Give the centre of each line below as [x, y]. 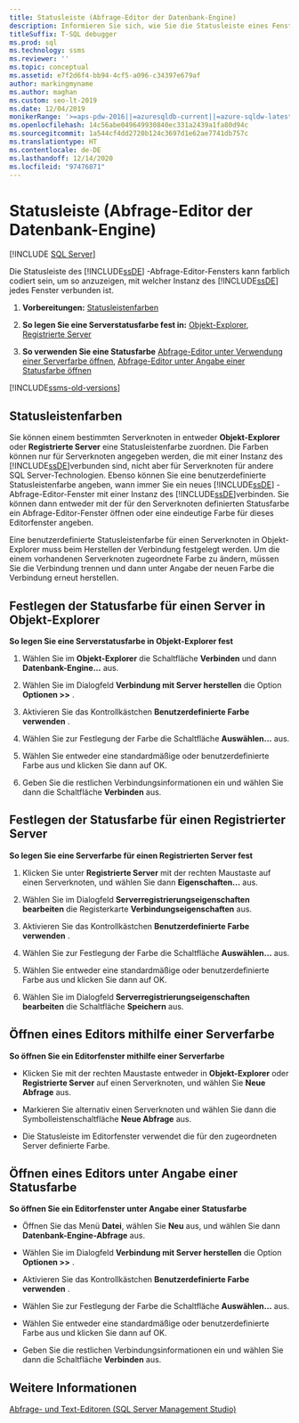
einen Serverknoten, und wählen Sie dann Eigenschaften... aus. [140, 882]
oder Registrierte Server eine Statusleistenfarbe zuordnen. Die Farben [139, 447]
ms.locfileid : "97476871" [57, 167]
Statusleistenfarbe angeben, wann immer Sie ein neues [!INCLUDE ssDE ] [142, 485]
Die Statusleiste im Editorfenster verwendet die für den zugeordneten [149, 1136]
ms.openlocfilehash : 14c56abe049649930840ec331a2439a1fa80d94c [129, 126]
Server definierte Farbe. [66, 1145]
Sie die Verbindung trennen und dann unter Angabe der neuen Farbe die [142, 568]
